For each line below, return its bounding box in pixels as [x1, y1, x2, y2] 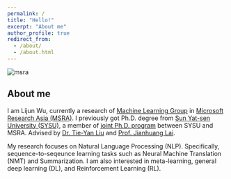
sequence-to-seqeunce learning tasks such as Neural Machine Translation [7, 149, 222, 157]
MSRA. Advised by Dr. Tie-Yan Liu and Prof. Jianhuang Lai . [7, 128, 175, 137]
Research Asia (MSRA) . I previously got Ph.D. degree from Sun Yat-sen [7, 114, 211, 122]
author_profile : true [7, 29, 70, 37]
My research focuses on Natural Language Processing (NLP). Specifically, [7, 142, 220, 150]
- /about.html [13, 49, 54, 56]
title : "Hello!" [7, 17, 54, 24]
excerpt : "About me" [7, 23, 67, 30]
